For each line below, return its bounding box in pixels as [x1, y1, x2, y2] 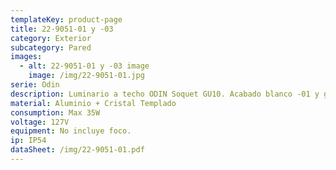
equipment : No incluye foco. [10, 126, 132, 136]
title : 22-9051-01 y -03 [10, 24, 114, 34]
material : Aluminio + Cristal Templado [10, 98, 177, 108]
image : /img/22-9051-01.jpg [28, 71, 145, 81]
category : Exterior [10, 33, 92, 43]
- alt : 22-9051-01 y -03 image [19, 61, 150, 71]
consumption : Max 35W [10, 107, 101, 118]
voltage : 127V [10, 117, 70, 127]
